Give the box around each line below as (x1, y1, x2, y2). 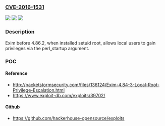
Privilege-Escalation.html (12, 87, 65, 93)
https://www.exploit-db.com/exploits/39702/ (12, 92, 105, 98)
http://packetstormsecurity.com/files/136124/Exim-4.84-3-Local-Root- (12, 81, 160, 88)
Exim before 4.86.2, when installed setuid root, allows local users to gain (5, 39, 156, 46)
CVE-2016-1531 (5, 4, 44, 11)
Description (5, 28, 35, 35)
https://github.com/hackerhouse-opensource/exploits (12, 115, 125, 121)
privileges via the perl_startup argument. (5, 45, 90, 51)
